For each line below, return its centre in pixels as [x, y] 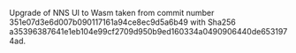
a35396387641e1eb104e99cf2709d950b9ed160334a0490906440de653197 [148, 31]
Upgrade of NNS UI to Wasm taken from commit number [112, 13]
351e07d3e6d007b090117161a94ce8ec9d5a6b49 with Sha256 [123, 22]
